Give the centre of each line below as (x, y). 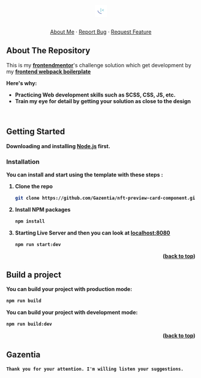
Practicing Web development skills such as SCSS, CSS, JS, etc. (95, 95)
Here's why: (22, 83)
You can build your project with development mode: (72, 313)
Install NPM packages (43, 209)
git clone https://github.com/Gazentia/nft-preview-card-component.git (106, 198)
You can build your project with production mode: (69, 289)
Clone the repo (34, 186)
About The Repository (48, 51)
